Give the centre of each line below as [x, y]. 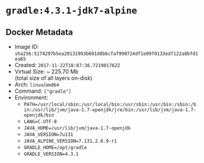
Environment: [31, 97]
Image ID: [27, 47]
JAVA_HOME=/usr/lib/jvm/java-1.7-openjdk [77, 128]
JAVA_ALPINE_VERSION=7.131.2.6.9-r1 [70, 141]
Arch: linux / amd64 [37, 85]
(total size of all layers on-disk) [53, 78]
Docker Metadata [39, 32]
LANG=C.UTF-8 [40, 121]
